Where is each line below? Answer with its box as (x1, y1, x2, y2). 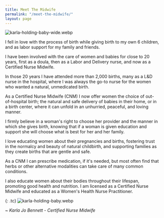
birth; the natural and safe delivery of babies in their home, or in (28, 99, 157, 105)
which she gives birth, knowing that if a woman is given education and (5, 124, 147, 130)
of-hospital (5, 99, 27, 105)
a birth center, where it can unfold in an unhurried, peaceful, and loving (5, 104, 148, 110)
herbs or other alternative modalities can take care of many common (5, 163, 143, 169)
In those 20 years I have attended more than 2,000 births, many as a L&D (5, 74, 153, 80)
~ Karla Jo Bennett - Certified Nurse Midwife (5, 207, 95, 213)
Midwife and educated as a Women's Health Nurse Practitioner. (5, 189, 133, 195)
